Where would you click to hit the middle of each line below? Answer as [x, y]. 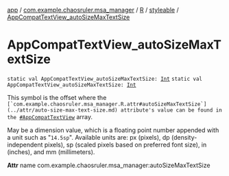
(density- [184, 137]
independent [25, 144]
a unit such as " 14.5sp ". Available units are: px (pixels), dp [88, 137]
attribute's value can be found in [171, 110]
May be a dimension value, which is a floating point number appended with [113, 130]
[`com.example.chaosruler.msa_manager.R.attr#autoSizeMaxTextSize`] [107, 104]
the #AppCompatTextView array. [50, 116]
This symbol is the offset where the [57, 97]
